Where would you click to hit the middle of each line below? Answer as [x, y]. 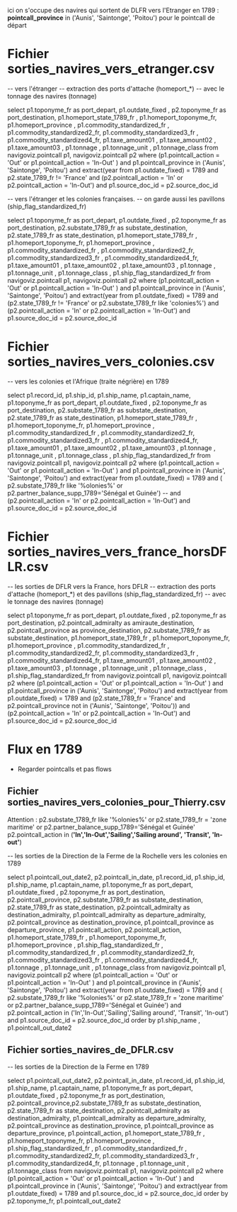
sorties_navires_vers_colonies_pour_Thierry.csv [117, 803]
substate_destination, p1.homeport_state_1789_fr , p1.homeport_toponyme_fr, [119, 638]
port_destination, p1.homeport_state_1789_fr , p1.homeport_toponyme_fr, [112, 117]
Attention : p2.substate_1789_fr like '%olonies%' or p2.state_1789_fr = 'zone [117, 819]
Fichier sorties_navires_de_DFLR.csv [91, 1049]
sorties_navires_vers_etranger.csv [111, 69]
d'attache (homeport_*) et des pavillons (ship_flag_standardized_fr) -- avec [117, 594]
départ [17, 25]
